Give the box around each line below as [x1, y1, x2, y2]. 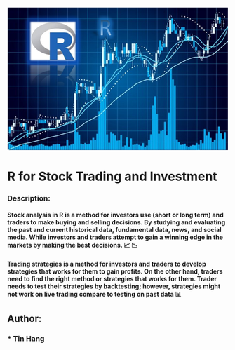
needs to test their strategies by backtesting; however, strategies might [7, 282, 221, 290]
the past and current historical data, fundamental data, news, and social [7, 226, 222, 234]
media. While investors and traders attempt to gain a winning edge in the [7, 233, 223, 241]
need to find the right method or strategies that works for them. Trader [7, 275, 217, 283]
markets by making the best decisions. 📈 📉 [7, 241, 138, 250]
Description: [7, 193, 51, 203]
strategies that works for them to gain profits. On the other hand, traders [7, 267, 223, 276]
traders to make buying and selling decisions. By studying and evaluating [7, 218, 226, 227]
